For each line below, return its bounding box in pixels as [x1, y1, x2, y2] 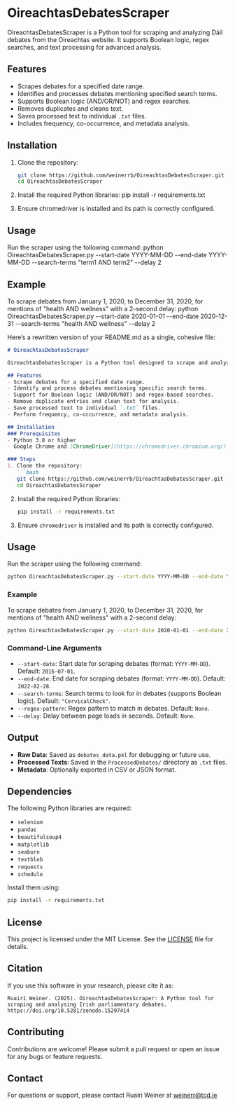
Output [7, 732, 38, 744]
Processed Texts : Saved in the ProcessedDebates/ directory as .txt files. [17, 758, 227, 766]
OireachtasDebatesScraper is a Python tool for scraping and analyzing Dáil [7, 28, 223, 36]
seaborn [17, 849, 40, 856]
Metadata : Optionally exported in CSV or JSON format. [17, 765, 176, 774]
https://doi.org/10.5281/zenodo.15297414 [7, 1007, 130, 1014]
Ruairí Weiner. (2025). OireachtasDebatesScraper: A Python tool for [7, 995, 215, 1002]
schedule [17, 871, 43, 878]
